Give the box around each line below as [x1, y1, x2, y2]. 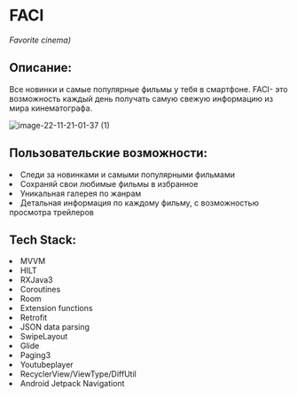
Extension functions [20, 303, 93, 314]
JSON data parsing [20, 322, 90, 332]
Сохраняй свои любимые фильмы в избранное [20, 178, 199, 189]
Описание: [9, 60, 73, 75]
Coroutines [20, 284, 61, 295]
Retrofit [20, 312, 48, 323]
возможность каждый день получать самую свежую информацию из [9, 93, 273, 104]
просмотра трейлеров [9, 206, 95, 217]
